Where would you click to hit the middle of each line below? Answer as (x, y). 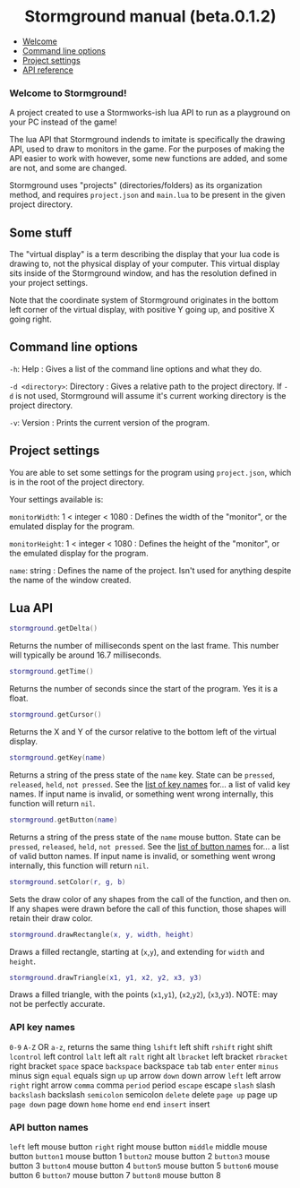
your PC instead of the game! (64, 122)
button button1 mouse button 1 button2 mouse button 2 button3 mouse (140, 1157)
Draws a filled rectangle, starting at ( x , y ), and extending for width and (137, 951)
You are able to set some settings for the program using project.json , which (150, 472)
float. (19, 698)
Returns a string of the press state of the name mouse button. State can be (145, 837)
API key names (43, 1028)
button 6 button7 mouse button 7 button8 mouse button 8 (115, 1175)
